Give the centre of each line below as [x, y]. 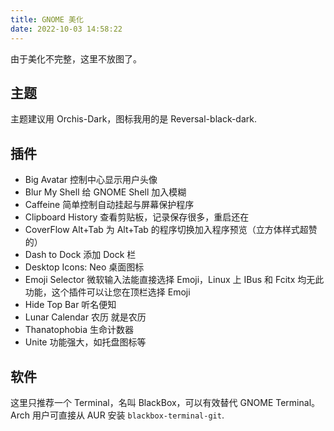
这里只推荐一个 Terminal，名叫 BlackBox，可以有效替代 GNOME [142, 402]
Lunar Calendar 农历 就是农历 [85, 317]
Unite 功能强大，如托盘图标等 [85, 342]
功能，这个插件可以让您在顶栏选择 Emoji [107, 292]
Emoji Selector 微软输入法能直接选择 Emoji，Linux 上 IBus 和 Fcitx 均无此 [174, 280]
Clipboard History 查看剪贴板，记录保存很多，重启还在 [137, 217]
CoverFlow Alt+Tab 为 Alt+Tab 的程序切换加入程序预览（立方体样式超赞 [171, 230]
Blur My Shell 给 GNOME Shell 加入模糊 [105, 192]
